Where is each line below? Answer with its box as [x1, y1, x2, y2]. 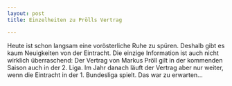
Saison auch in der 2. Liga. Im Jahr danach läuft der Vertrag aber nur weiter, [7, 63, 224, 72]
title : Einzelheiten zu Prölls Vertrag [7, 17, 123, 23]
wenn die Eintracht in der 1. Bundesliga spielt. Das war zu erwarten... [7, 70, 203, 79]
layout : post [7, 10, 45, 17]
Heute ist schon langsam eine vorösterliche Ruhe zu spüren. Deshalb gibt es [7, 41, 225, 50]
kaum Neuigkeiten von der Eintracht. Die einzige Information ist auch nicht [7, 49, 220, 57]
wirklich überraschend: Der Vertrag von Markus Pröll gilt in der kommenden [7, 56, 223, 64]
